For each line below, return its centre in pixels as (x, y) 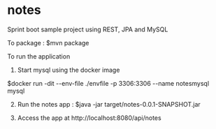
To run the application (39, 56)
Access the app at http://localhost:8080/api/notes (89, 118)
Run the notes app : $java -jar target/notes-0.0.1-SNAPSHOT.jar (109, 104)
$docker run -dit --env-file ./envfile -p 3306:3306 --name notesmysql (108, 83)
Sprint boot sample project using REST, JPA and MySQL (88, 29)
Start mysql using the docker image (69, 70)
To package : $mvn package (48, 43)
